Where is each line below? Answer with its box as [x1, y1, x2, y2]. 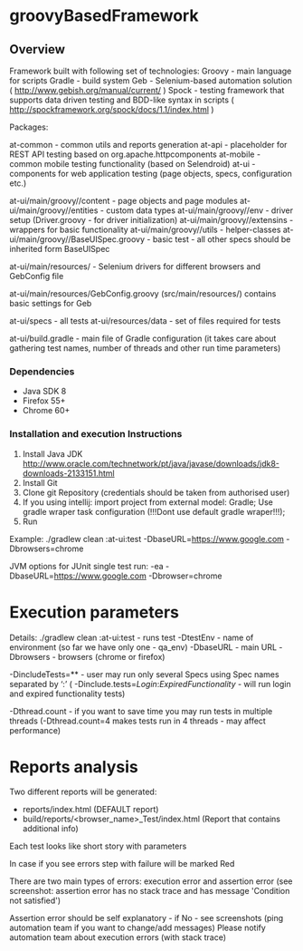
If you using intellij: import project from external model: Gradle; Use [22, 496, 273, 508]
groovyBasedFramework [9, 5, 199, 26]
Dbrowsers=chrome [9, 543, 84, 554]
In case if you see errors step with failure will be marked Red [9, 859, 235, 869]
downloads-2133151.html [22, 468, 115, 479]
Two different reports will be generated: [9, 786, 157, 798]
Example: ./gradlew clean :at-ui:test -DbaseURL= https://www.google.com [9, 533, 285, 544]
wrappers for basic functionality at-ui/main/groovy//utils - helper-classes [9, 224, 281, 235]
